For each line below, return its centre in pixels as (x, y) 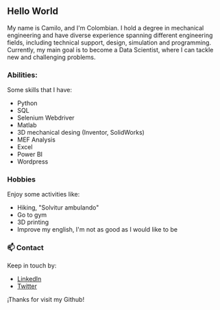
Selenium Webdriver (46, 118)
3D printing (33, 222)
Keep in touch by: (32, 265)
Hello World (33, 11)
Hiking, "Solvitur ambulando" (58, 208)
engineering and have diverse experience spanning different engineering (110, 35)
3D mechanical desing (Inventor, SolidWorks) (81, 133)
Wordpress (33, 162)
